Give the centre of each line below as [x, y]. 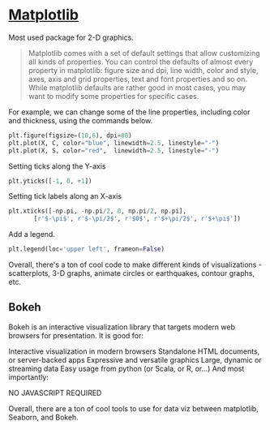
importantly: [28, 377]
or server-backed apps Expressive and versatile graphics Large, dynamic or [135, 359]
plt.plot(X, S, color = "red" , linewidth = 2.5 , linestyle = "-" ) [114, 150]
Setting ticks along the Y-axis [57, 166]
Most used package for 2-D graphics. [71, 37]
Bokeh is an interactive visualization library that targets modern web [122, 327]
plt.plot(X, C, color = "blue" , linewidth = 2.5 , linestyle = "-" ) [114, 143]
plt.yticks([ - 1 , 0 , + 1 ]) [50, 181]
